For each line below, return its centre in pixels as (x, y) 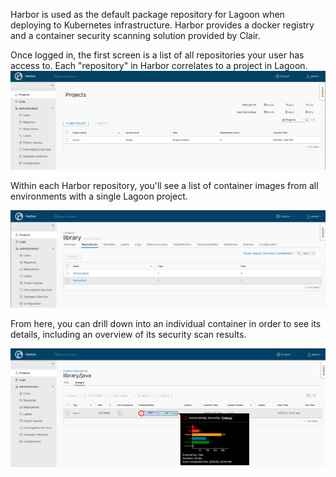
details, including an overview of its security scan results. (128, 334)
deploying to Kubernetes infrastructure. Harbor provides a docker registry (162, 25)
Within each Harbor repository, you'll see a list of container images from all (164, 185)
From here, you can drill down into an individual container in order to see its (166, 323)
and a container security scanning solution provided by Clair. (135, 35)
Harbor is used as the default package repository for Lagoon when (147, 14)
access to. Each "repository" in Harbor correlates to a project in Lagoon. (159, 65)
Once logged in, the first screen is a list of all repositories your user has (157, 55)
